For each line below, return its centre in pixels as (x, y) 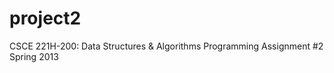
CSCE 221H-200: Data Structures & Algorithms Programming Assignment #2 (166, 46)
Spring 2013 (34, 56)
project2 (45, 18)
